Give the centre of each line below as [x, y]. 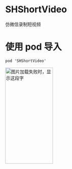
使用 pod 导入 [33, 47]
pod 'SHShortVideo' [26, 61]
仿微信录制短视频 [23, 24]
